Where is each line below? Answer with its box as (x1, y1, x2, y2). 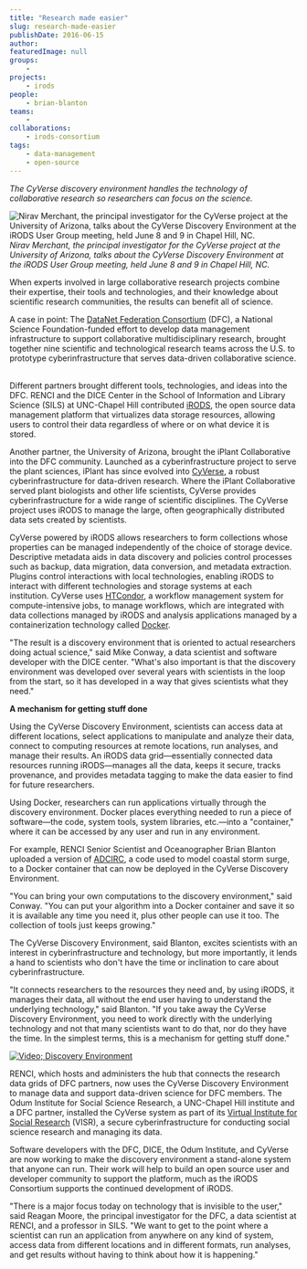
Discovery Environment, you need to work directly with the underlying (9, 1013, 272, 1024)
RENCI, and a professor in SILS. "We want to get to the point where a (9, 1220, 269, 1231)
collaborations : (9, 124, 71, 133)
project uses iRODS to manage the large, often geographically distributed (9, 504, 285, 515)
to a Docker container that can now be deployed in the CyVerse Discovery (9, 862, 289, 873)
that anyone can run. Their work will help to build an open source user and (9, 1163, 290, 1174)
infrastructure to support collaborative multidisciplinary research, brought (9, 333, 286, 344)
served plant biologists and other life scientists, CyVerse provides (9, 485, 257, 496)
